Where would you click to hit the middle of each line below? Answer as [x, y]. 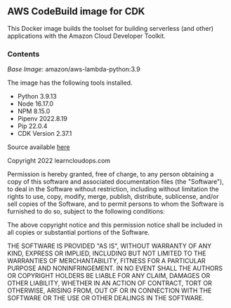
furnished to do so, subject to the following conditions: [86, 211]
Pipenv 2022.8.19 [42, 119]
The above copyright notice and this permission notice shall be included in [115, 225]
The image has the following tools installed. [70, 83]
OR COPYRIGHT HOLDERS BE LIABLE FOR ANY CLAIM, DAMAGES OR [109, 276]
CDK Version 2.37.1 [45, 134]
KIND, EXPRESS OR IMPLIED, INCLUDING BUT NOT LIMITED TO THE [107, 253]
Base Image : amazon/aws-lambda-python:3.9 [74, 69]
